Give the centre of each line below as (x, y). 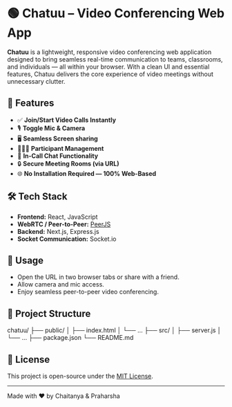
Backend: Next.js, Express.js (58, 231)
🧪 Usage (25, 260)
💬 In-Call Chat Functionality (58, 156)
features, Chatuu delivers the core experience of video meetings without (110, 74)
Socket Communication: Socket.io (67, 239)
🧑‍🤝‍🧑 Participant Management (60, 148)
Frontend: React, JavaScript (57, 217)
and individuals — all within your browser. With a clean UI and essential (108, 66)
